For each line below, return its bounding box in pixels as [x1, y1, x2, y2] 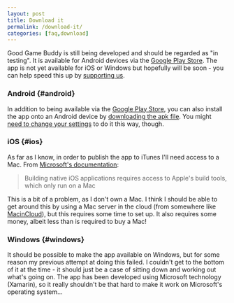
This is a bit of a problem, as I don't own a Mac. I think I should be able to [7, 195, 218, 203]
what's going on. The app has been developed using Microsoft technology [7, 273, 221, 281]
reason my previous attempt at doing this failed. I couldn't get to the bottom [7, 258, 225, 267]
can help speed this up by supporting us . [7, 71, 125, 80]
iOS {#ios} [7, 137, 43, 147]
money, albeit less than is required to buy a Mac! [7, 217, 147, 225]
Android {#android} [7, 89, 75, 99]
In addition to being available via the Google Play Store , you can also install [7, 104, 223, 113]
